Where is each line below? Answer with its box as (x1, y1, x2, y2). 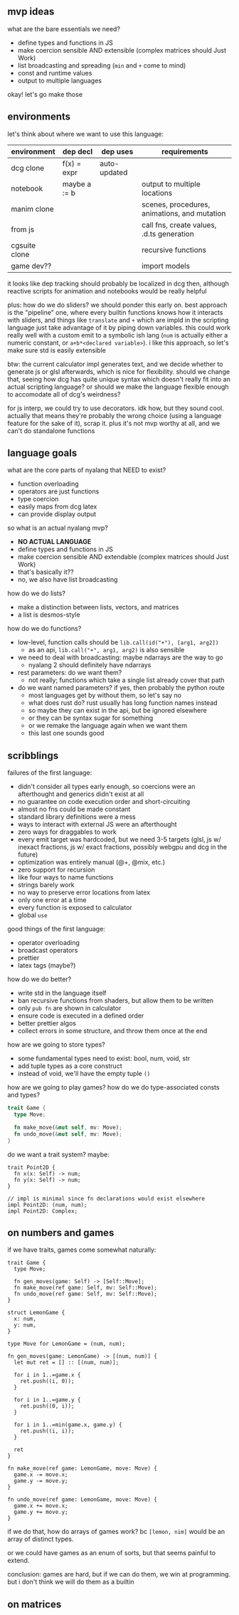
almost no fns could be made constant (17, 805, 131, 814)
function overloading (17, 480, 80, 488)
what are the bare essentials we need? (7, 24, 121, 33)
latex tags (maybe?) (17, 961, 76, 970)
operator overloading (17, 939, 80, 947)
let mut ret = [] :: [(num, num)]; (14, 1359, 119, 1366)
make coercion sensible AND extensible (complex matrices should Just (17, 46, 226, 54)
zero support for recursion (17, 865, 95, 874)
